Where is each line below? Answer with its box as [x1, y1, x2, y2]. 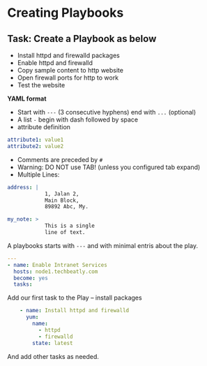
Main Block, [44, 197, 79, 204]
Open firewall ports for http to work [17, 73, 119, 82]
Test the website [17, 81, 66, 89]
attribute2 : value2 [7, 142, 64, 149]
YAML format [7, 94, 47, 103]
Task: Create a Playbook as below [7, 33, 157, 45]
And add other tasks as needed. [7, 352, 100, 360]
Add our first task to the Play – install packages [7, 293, 142, 302]
